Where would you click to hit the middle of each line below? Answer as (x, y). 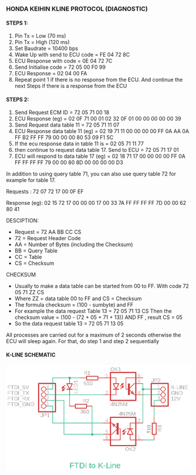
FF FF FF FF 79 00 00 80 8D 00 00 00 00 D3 (69, 162)
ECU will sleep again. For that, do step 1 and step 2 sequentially (83, 341)
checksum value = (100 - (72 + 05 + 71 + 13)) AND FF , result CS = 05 (99, 317)
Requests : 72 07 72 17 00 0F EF (45, 192)
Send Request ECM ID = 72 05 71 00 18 (62, 112)
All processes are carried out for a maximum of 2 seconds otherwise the (94, 335)
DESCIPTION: (23, 221)
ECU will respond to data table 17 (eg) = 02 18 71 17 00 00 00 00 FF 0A (100, 156)
